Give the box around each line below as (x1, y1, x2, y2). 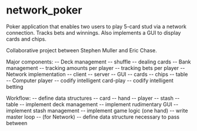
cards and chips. (6, 35, 47, 42)
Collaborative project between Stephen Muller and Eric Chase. (6, 46, 157, 53)
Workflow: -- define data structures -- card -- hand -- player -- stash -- (6, 95, 180, 102)
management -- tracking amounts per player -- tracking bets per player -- (6, 64, 185, 71)
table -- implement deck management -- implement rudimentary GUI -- (6, 100, 179, 108)
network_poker (6, 4, 82, 17)
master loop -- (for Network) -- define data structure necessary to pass (6, 113, 180, 120)
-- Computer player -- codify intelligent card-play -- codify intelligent (6, 77, 173, 84)
